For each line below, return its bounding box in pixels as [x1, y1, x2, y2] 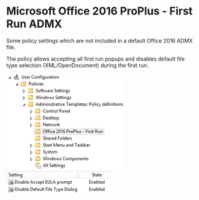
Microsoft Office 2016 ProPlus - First [6, 4, 193, 18]
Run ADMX [6, 17, 62, 31]
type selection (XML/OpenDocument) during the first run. [6, 62, 149, 69]
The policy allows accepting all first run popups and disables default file [6, 55, 185, 62]
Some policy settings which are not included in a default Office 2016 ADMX [6, 37, 193, 44]
